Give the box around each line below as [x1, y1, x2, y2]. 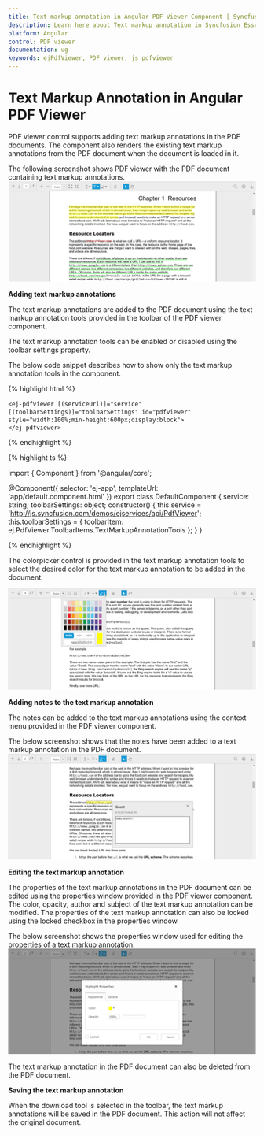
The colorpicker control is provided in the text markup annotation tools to [8, 555, 245, 565]
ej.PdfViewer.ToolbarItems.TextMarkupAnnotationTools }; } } [8, 525, 203, 535]
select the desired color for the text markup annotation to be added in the [8, 564, 246, 573]
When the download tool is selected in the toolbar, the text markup [8, 1100, 224, 1110]
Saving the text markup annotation [8, 1085, 124, 1095]
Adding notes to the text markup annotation [8, 698, 154, 707]
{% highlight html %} [8, 384, 76, 393]
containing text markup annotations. [8, 172, 126, 181]
